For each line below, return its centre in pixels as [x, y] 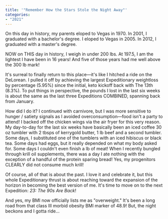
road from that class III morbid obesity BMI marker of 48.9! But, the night [81, 206]
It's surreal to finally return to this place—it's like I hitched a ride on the [79, 75]
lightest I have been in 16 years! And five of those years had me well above [83, 60]
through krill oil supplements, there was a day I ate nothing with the [75, 154]
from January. [20, 101]
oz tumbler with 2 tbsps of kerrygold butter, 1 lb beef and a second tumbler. [84, 133]
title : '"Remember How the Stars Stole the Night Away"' [66, 10]
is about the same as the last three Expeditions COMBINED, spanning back [83, 96]
